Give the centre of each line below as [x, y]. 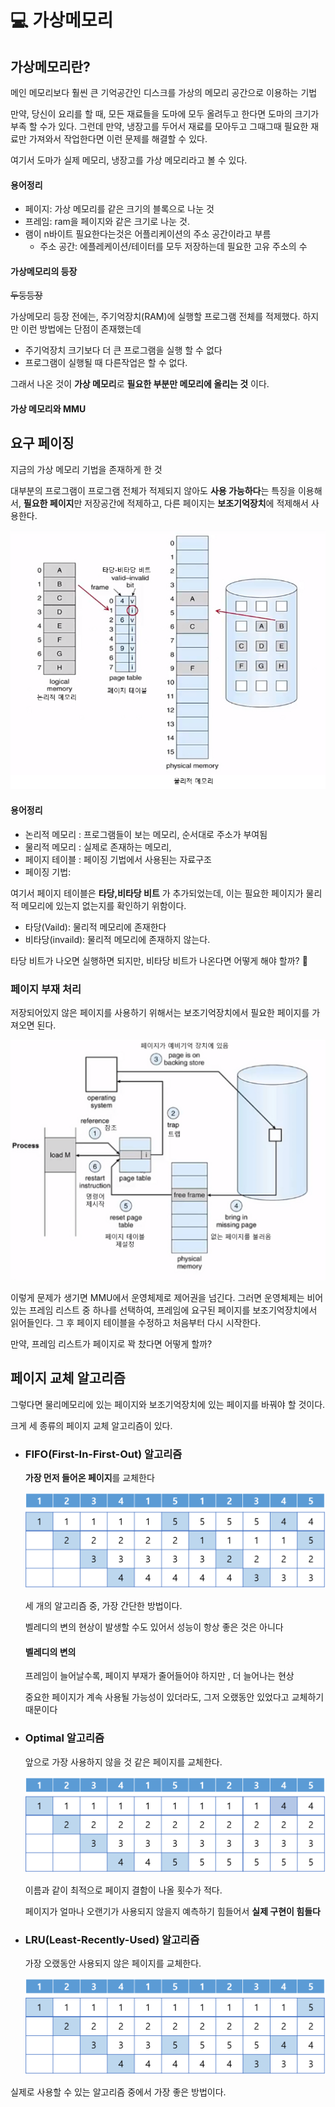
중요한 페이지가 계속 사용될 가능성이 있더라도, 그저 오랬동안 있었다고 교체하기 [174, 1697]
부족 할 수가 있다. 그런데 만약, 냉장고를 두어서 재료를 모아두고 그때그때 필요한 [159, 126]
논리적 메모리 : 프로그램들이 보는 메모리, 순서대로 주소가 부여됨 [146, 834]
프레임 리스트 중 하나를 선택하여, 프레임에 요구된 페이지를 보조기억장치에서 [173, 1310]
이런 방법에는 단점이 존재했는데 [81, 329]
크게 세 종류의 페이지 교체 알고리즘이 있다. [91, 1425]
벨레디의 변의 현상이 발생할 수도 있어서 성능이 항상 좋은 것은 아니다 [154, 1627]
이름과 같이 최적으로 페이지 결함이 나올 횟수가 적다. [123, 1890]
